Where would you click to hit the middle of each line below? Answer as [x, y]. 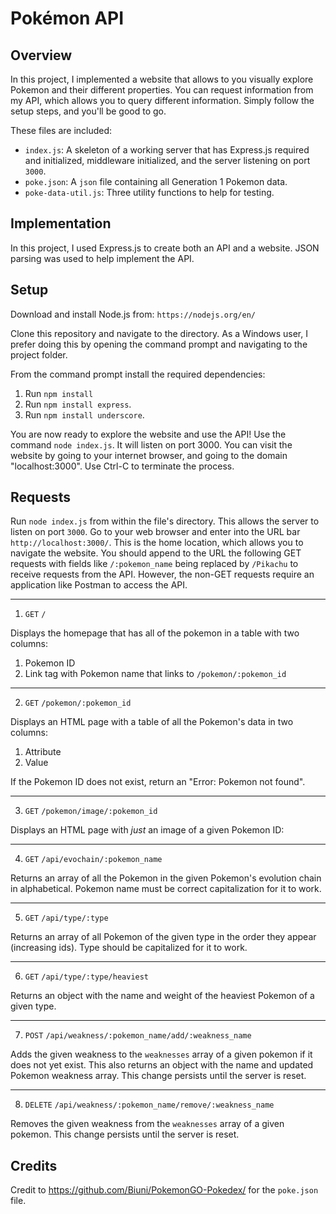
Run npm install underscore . [84, 414]
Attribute [43, 752]
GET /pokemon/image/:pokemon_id [91, 812]
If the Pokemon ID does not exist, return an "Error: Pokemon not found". [158, 782]
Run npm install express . [78, 404]
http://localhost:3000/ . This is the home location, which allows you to [157, 543]
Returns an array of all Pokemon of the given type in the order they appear [163, 937]
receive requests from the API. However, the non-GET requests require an [162, 574]
